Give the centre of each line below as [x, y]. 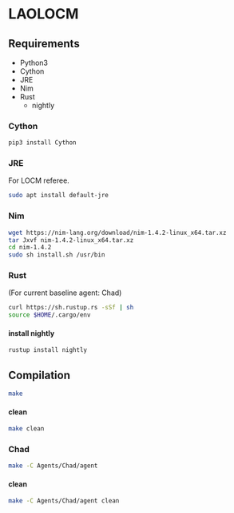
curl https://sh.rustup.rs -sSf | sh [71, 308]
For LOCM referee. [39, 180]
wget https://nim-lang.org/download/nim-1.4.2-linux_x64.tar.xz [117, 232]
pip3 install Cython [43, 143]
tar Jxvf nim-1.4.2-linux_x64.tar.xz [71, 240]
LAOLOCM [44, 14]
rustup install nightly [48, 350]
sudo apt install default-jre [59, 196]
